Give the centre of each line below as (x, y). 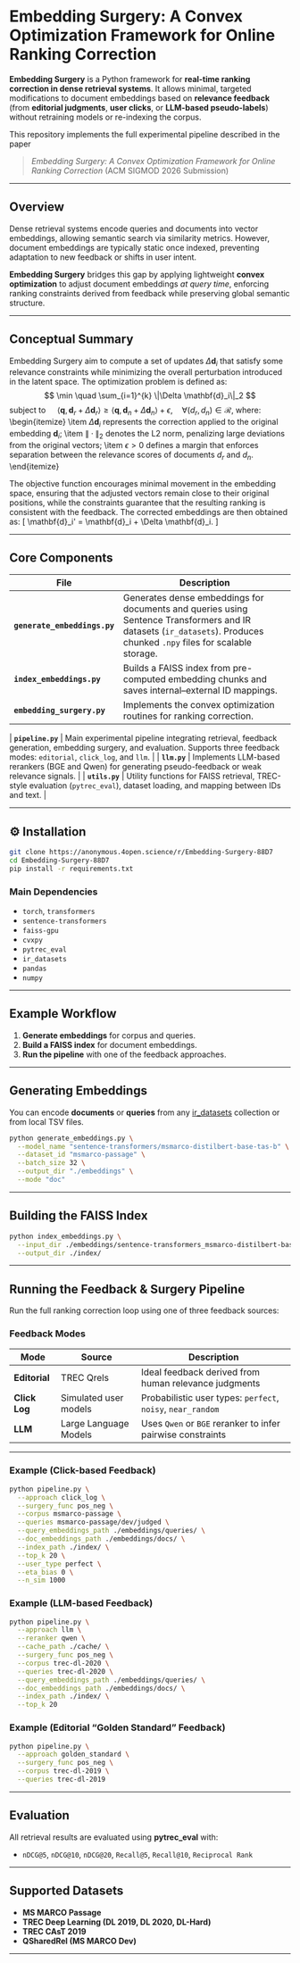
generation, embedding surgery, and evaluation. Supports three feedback (145, 748)
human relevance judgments (201, 1383)
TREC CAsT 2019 (54, 1931)
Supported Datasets (67, 1891)
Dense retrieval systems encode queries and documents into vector (134, 229)
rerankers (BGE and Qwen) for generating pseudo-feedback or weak (135, 767)
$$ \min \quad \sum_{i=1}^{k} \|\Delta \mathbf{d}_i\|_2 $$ (150, 395)
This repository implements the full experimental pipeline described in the (145, 134)
